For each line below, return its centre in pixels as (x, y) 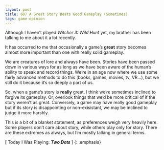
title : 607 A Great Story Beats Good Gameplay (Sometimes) (67, 14)
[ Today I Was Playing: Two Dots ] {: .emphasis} (53, 142)
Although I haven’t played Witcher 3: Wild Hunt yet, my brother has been (78, 33)
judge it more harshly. (27, 113)
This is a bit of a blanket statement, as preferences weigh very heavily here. (82, 122)
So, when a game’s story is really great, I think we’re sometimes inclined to (80, 92)
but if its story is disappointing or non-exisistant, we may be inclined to (76, 107)
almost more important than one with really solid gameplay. (65, 52)
